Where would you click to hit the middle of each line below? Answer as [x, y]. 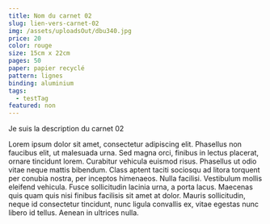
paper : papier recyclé [46, 68]
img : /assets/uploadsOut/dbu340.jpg [70, 31]
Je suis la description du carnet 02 [66, 129]
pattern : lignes [36, 76]
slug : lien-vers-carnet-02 [54, 23]
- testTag [32, 98]
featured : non [32, 106]
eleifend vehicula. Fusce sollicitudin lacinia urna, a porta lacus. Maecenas [131, 187]
